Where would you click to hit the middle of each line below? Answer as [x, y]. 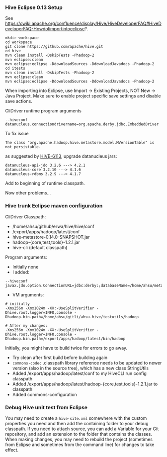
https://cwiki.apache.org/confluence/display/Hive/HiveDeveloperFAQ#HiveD [83, 23]
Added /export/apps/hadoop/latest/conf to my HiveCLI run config [79, 373]
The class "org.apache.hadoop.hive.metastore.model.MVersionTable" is [80, 143]
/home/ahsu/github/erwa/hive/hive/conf [53, 226]
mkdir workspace [22, 38]
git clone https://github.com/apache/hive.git [54, 47]
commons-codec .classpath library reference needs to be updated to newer [87, 363]
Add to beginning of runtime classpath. [45, 183]
